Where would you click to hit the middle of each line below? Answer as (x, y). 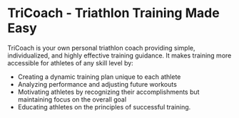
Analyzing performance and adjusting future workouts (97, 84)
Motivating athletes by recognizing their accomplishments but (108, 92)
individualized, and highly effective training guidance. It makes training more (119, 55)
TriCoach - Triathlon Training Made (113, 13)
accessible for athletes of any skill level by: (70, 63)
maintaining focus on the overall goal (72, 99)
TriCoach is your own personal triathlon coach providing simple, (101, 48)
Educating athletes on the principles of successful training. (104, 107)
